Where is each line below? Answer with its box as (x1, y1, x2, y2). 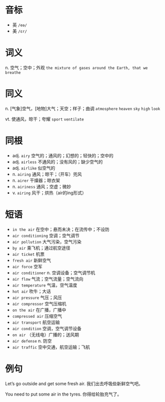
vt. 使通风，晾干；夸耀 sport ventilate (5, 116, 84, 122)
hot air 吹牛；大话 (12, 288, 51, 294)
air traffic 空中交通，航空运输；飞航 (12, 344, 90, 350)
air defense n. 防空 (12, 338, 52, 344)
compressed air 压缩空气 (12, 313, 62, 319)
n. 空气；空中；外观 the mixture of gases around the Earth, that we (5, 64, 148, 70)
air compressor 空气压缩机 (12, 300, 67, 306)
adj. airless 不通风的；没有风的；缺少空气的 (12, 159, 103, 165)
